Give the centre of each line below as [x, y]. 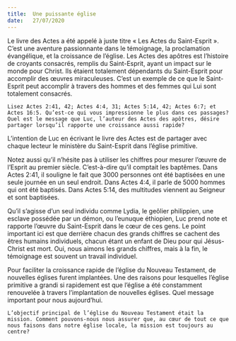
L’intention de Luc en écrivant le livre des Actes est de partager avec [107, 138]
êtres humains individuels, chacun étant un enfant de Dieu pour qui [105, 241]
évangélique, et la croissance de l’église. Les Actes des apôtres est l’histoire [118, 56]
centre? [19, 331]
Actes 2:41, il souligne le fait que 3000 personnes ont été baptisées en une [116, 174]
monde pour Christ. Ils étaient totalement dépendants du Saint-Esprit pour [115, 71]
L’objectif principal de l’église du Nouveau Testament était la [105, 313]
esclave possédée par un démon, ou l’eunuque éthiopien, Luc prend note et [117, 218]
